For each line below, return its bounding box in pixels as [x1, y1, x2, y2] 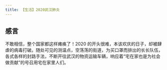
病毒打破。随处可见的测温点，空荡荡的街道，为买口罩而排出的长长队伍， [13, 47, 163, 53]
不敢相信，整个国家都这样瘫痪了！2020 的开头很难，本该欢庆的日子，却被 [5, 41, 157, 47]
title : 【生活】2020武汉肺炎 [5, 7, 60, 12]
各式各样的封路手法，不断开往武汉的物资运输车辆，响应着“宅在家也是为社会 [5, 53, 161, 60]
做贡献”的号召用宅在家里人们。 [5, 60, 69, 66]
